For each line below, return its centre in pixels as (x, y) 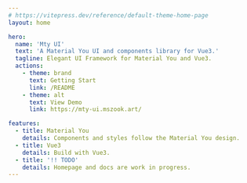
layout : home (29, 23)
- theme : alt (44, 95)
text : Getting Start (62, 80)
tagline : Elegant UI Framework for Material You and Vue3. (114, 59)
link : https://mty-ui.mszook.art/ (85, 109)
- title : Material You (52, 131)
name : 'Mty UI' (40, 44)
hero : (17, 37)
